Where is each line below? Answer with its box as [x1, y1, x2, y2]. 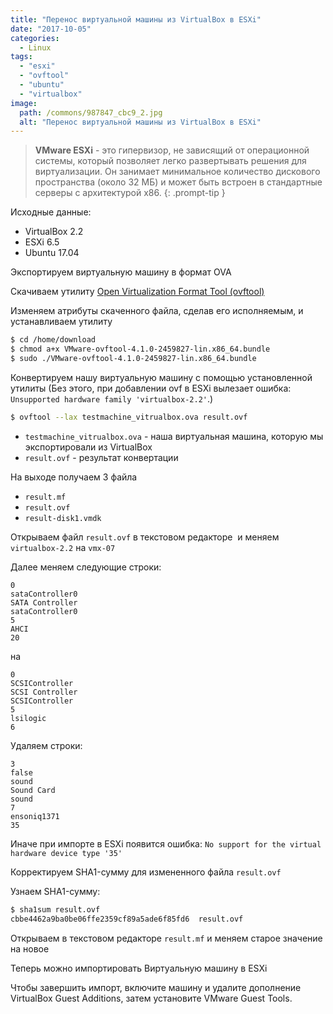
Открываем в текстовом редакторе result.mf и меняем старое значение [10, 932, 323, 944]
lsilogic [10, 713, 47, 723]
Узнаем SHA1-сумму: [10, 885, 101, 897]
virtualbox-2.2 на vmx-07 [10, 541, 116, 553]
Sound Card [10, 785, 56, 795]
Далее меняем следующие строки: [10, 561, 162, 573]
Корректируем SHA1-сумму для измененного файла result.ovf [10, 866, 282, 878]
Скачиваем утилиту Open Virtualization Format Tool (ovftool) [10, 286, 265, 298]
